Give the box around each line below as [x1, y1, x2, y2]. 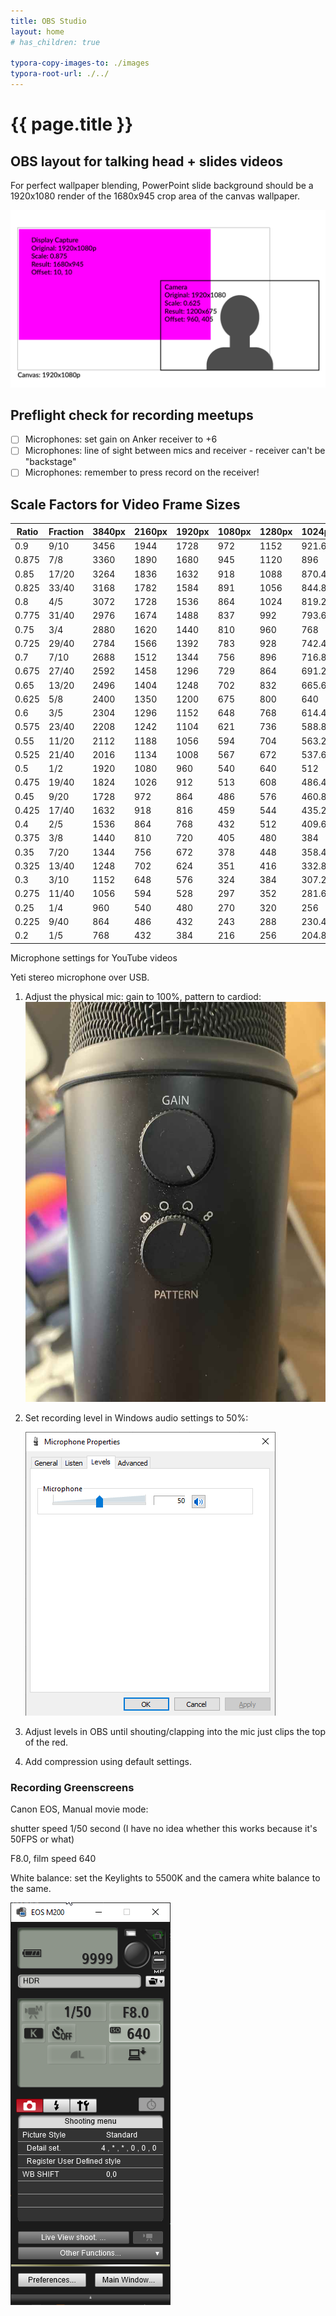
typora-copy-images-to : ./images [10, 58, 150, 69]
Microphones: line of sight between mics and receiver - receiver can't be [24, 445, 326, 457]
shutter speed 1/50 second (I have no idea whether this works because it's [10, 1823, 318, 1835]
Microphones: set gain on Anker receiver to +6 [24, 433, 218, 445]
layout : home [10, 26, 65, 37]
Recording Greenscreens [10, 1780, 135, 1794]
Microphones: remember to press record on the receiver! [24, 466, 260, 479]
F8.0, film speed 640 [10, 1853, 97, 1865]
